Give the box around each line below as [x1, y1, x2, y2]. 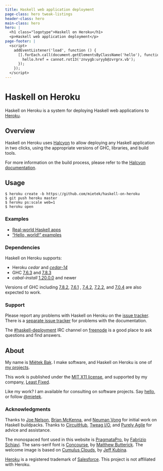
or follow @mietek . [5, 394, 43, 399]
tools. [5, 150, 16, 156]
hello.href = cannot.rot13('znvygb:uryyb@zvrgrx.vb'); [22, 57, 136, 62]
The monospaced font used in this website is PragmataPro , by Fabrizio [5, 436, 147, 443]
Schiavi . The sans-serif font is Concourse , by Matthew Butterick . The [5, 442, 143, 448]
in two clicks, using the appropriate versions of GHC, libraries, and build [5, 145, 149, 151]
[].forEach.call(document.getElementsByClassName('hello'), [17, 52, 142, 57]
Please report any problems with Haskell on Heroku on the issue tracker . [5, 312, 149, 319]
